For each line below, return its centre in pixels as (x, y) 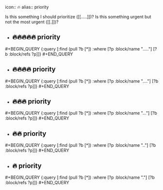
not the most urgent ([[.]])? (32, 22)
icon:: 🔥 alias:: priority (27, 7)
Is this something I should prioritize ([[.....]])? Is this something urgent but (78, 17)
